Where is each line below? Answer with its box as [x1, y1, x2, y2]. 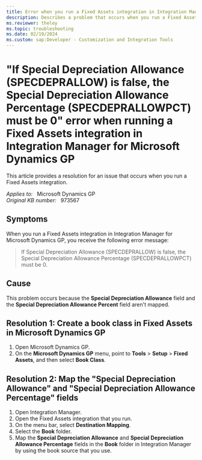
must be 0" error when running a [6, 114, 173, 128]
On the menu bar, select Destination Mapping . [14, 421, 131, 429]
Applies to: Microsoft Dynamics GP [6, 190, 96, 197]
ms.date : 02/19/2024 [6, 31, 58, 37]
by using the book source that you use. [14, 447, 112, 455]
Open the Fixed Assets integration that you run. [14, 415, 132, 422]
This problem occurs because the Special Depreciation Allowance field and [6, 294, 195, 302]
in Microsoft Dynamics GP [6, 328, 106, 338]
